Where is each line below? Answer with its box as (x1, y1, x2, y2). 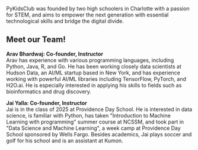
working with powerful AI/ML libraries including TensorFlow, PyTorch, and (6, 75, 187, 82)
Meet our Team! (6, 35, 66, 45)
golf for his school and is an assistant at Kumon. (6, 137, 123, 144)
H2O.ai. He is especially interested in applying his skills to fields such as (6, 81, 182, 89)
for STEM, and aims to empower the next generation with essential (6, 11, 169, 18)
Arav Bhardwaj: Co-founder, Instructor (6, 50, 104, 57)
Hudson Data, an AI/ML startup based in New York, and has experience (6, 69, 181, 76)
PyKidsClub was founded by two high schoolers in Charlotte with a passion (6, 5, 190, 12)
